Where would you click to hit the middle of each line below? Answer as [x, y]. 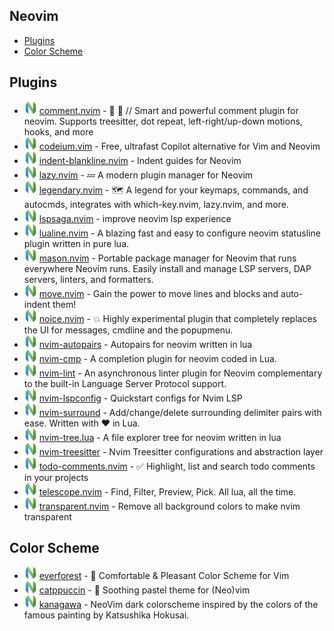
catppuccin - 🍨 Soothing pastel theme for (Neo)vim [144, 590]
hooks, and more [58, 131]
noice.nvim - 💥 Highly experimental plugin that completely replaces [177, 318]
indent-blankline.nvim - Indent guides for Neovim [140, 160]
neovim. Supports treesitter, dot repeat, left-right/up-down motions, [163, 121]
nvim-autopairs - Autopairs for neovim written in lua [145, 344]
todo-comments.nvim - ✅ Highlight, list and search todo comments [177, 466]
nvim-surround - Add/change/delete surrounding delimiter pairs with [180, 412]
